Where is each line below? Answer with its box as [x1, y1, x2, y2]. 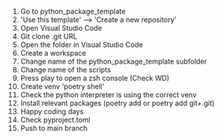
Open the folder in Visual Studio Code [20, 40, 143, 49]
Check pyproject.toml [20, 115, 91, 124]
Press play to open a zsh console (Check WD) [20, 74, 170, 82]
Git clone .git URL [20, 31, 78, 41]
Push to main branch [20, 123, 88, 133]
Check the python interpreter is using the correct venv [20, 90, 198, 99]
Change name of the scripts [20, 65, 111, 74]
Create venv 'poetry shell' [20, 82, 105, 91]
